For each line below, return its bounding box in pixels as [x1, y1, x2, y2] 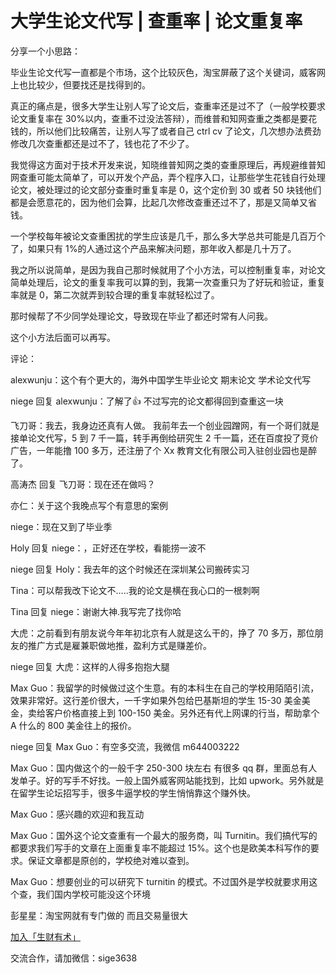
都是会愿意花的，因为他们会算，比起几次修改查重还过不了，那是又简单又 [10, 196, 308, 208]
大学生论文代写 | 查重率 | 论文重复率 [10, 10, 303, 33]
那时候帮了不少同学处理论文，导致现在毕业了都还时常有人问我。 [10, 310, 273, 322]
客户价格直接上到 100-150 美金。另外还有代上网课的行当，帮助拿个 [44, 707, 320, 719]
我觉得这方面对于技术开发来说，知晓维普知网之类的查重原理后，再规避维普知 [10, 158, 326, 171]
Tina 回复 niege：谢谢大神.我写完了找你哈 [10, 605, 182, 617]
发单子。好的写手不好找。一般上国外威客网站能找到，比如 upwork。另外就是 [10, 774, 325, 786]
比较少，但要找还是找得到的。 [27, 78, 151, 91]
